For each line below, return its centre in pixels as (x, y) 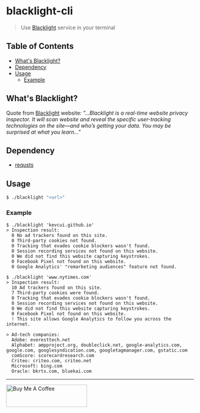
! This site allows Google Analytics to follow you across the (91, 319)
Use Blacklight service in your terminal (68, 27)
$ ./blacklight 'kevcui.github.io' (50, 225)
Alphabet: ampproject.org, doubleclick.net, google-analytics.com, (97, 345)
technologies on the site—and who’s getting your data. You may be (89, 125)
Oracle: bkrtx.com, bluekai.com (52, 371)
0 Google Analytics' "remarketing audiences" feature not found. (94, 267)
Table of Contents (40, 46)
